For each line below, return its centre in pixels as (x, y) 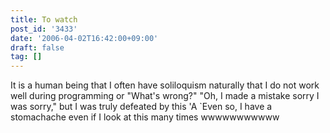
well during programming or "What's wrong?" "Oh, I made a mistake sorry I (165, 96)
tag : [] (26, 57)
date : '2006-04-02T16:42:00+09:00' (84, 38)
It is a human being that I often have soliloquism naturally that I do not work (165, 85)
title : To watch (44, 19)
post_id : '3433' (44, 29)
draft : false (37, 47)
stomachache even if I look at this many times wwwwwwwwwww (145, 117)
